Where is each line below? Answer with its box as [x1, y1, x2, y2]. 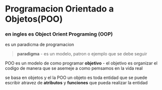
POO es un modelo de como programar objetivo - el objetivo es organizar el [5, 60, 158, 66]
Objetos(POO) [5, 13, 63, 25]
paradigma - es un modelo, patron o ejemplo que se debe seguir [17, 51, 147, 57]
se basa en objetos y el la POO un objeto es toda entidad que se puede [5, 75, 147, 80]
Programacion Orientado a [5, 3, 114, 14]
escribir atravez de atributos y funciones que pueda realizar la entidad [5, 80, 148, 86]
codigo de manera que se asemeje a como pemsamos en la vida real [5, 65, 143, 71]
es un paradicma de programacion [5, 42, 74, 48]
